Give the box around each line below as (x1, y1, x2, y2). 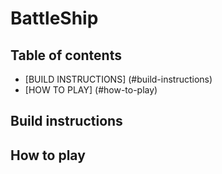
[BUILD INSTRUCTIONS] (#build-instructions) (24, 73, 213, 85)
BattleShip (10, 7, 99, 30)
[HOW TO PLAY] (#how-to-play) (24, 84, 158, 96)
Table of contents (10, 47, 122, 64)
